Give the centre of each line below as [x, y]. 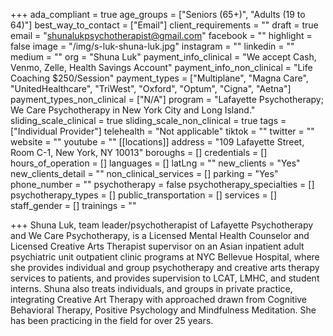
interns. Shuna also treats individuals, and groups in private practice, [151, 288]
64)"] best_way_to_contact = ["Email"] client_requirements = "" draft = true [164, 25]
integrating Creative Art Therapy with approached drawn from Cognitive [159, 299]
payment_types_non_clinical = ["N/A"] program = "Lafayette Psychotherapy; [167, 99]
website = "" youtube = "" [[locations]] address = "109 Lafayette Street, [157, 142]
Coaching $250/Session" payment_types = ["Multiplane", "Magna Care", [159, 78]
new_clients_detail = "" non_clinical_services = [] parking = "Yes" [144, 173]
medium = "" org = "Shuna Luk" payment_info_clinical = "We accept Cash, [163, 57]
